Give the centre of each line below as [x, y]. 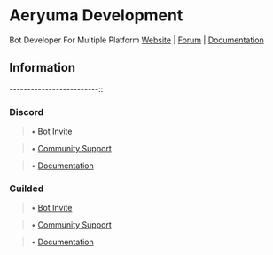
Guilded [27, 189]
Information [43, 68]
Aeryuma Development [96, 15]
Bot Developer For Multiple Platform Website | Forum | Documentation [136, 40]
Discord [27, 112]
